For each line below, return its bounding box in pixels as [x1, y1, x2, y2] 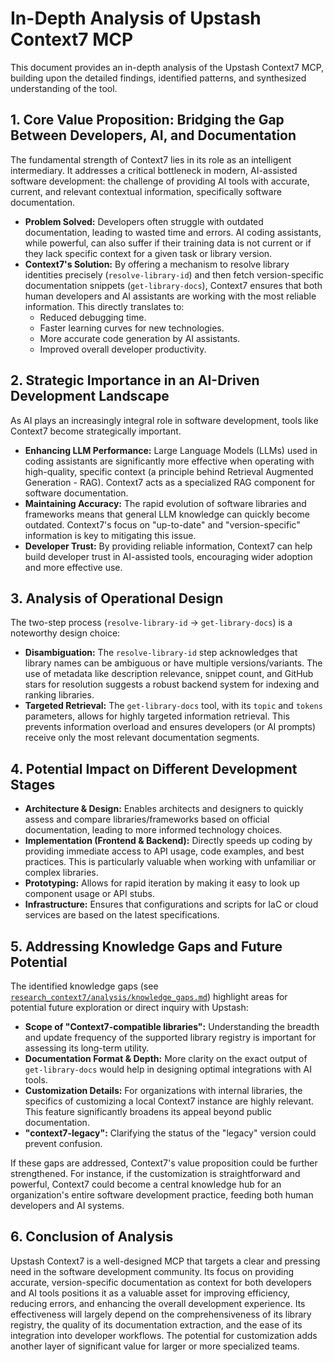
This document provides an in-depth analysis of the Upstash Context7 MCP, [10, 61, 325, 73]
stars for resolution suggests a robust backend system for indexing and [24, 678, 320, 691]
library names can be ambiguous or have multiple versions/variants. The [24, 657, 323, 669]
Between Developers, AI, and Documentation [10, 127, 297, 144]
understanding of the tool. [10, 82, 118, 94]
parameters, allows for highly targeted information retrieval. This [24, 710, 290, 722]
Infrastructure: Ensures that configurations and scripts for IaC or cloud [24, 898, 319, 911]
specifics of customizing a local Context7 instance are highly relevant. [24, 1095, 314, 1107]
